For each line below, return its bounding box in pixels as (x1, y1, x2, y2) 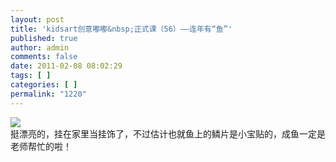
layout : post (10, 14, 65, 25)
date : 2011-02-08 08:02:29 (10, 61, 123, 71)
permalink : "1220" (10, 89, 87, 99)
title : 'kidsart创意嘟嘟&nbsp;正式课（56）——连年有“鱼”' (10, 24, 233, 34)
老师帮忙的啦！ (10, 140, 72, 152)
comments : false (10, 52, 78, 62)
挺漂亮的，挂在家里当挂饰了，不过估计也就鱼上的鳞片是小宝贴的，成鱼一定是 (10, 127, 326, 140)
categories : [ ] (10, 80, 78, 90)
